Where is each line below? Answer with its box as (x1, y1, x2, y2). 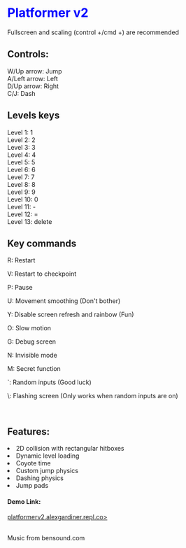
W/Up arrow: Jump (7, 66, 62, 75)
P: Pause (7, 283, 33, 292)
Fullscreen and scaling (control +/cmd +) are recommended (7, 28, 180, 36)
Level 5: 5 (7, 157, 36, 166)
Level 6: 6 (7, 165, 36, 174)
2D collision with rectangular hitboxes (16, 444, 124, 453)
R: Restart (7, 256, 36, 265)
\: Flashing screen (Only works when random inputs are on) (7, 392, 178, 400)
